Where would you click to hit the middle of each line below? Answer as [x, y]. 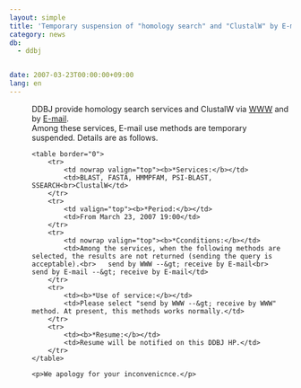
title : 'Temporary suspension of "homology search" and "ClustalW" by [144, 26]
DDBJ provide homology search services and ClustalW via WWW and [160, 109]
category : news [38, 34]
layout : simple [38, 18]
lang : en [26, 84]
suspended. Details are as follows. [95, 137]
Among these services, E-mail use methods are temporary [139, 128]
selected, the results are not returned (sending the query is [152, 256]
